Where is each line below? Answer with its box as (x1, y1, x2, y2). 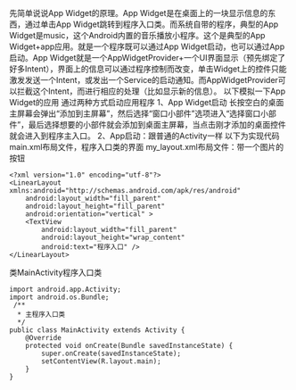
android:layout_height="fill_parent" (25, 202, 166, 211)
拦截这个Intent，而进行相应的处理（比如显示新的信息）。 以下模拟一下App (16, 86, 286, 96)
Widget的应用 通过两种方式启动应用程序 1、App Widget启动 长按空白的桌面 (9, 97, 284, 107)
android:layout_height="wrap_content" (41, 233, 185, 242)
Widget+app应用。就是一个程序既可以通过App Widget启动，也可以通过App (9, 41, 285, 52)
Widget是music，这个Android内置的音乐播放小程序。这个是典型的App (9, 30, 266, 40)
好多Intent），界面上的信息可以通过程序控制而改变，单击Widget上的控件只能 (9, 63, 287, 74)
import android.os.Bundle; (9, 293, 110, 302)
